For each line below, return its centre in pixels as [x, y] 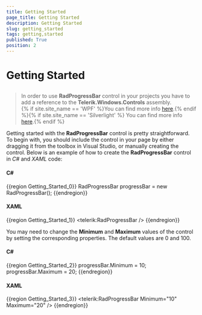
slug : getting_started [35, 29]
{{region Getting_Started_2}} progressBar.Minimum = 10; [76, 266]
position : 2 [21, 46]
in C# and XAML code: [34, 159]
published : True [27, 40]
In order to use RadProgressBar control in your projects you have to [106, 96]
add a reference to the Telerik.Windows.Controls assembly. [96, 103]
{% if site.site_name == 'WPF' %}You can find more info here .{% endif [109, 109]
